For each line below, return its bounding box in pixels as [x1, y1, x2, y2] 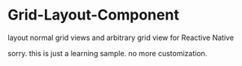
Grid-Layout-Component [7, 6, 180, 24]
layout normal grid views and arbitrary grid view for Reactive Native [7, 33, 234, 42]
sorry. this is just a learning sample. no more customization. [7, 48, 208, 58]
